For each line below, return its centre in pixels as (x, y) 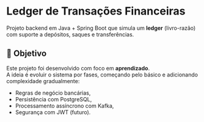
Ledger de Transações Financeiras (96, 11)
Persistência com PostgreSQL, (53, 99)
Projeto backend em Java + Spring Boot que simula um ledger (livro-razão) (101, 28)
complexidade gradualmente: (43, 81)
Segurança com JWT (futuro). (53, 112)
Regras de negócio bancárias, (53, 93)
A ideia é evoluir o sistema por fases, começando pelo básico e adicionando (102, 75)
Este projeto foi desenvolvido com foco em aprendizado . (78, 68)
